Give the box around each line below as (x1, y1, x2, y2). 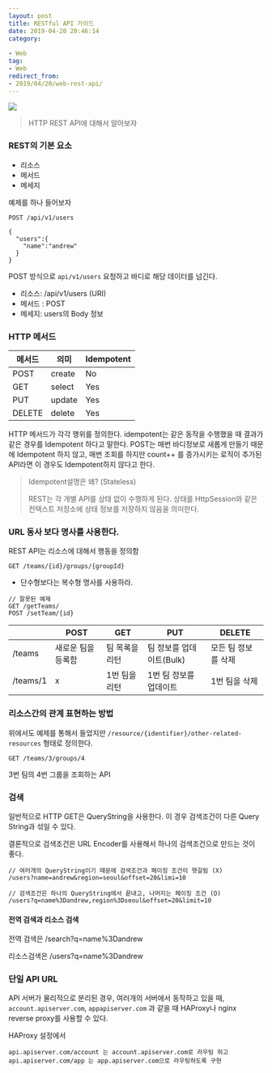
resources (8, 740, 42, 748)
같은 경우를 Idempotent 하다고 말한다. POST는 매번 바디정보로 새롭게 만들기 (8, 439, 249, 449)
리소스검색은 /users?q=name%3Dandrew (8, 952, 143, 961)
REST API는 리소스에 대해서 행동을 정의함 (8, 546, 139, 556)
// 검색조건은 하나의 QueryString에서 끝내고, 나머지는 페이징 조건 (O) (8, 889, 221, 897)
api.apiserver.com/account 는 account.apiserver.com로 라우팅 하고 (8, 1049, 229, 1057)
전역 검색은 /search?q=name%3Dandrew (8, 934, 143, 944)
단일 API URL (8, 973, 58, 985)
